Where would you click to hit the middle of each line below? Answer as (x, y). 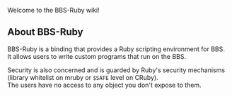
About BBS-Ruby (45, 32)
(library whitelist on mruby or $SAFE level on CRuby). (83, 77)
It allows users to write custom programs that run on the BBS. (97, 56)
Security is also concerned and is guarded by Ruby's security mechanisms (116, 70)
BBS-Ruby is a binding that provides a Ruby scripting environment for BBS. (116, 49)
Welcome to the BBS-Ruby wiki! (54, 10)
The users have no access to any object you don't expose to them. (104, 85)
